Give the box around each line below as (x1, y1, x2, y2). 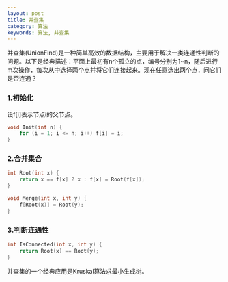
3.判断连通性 (7, 225, 49, 235)
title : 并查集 (7, 16, 44, 23)
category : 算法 (7, 23, 48, 29)
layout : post (7, 10, 44, 17)
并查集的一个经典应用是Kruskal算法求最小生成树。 (7, 267, 148, 275)
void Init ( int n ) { (7, 124, 63, 131)
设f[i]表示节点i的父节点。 (7, 110, 77, 118)
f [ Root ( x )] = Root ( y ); (19, 201, 84, 208)
